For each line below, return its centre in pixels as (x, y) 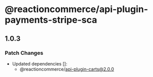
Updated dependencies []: (40, 63)
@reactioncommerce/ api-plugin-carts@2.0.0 (67, 69)
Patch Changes (24, 53)
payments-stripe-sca (51, 20)
